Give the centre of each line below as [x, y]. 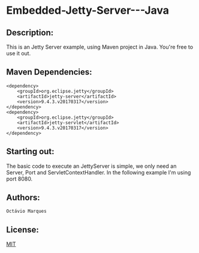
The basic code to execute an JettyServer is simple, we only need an [91, 166]
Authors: [23, 198]
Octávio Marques [26, 211]
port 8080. [19, 179]
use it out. [19, 53]
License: [22, 229]
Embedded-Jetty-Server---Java [88, 10]
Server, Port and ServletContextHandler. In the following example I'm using [99, 172]
